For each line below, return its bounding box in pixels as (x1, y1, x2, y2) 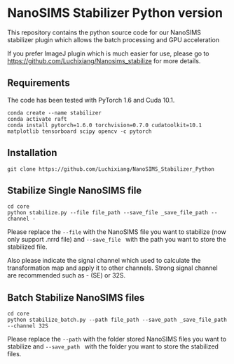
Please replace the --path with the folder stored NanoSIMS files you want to (7, 335, 226, 344)
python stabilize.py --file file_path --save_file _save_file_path (7, 209, 209, 216)
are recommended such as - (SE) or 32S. (7, 271, 126, 280)
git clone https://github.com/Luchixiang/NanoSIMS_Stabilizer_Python (7, 165, 215, 173)
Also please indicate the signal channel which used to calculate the (7, 256, 201, 265)
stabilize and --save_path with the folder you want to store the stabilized (7, 342, 219, 351)
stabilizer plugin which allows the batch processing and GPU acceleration (7, 35, 219, 44)
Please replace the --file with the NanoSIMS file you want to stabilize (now (7, 228, 226, 236)
